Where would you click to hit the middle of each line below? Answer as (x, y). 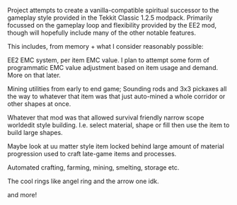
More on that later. (34, 75)
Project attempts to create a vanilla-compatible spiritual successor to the (113, 10)
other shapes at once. (39, 104)
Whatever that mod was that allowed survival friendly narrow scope (106, 117)
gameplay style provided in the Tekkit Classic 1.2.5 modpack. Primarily (110, 18)
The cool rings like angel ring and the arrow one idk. (83, 181)
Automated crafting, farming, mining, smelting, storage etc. (93, 168)
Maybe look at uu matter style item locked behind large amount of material (116, 146)
